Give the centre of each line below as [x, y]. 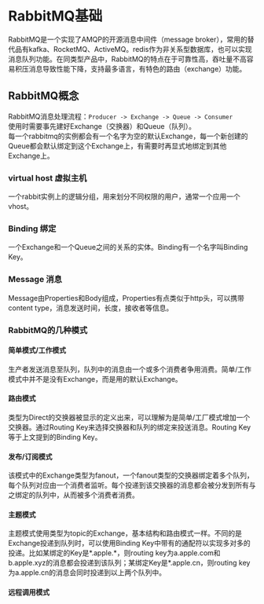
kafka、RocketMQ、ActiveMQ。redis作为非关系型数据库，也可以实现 [141, 49]
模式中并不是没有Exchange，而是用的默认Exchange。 [95, 379]
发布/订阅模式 [30, 456]
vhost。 [21, 207]
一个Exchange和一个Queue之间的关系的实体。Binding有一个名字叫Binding [128, 247]
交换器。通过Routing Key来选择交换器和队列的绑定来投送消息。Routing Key [130, 427]
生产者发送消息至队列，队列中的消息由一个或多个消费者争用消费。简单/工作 [130, 369]
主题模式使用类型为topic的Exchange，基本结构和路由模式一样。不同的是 [125, 533]
